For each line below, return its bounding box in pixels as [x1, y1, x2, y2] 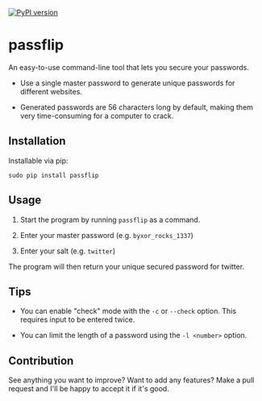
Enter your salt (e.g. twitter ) [19, 246, 116, 256]
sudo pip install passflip [8, 171, 99, 179]
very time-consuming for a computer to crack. [19, 111, 174, 120]
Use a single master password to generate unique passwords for [19, 77, 235, 88]
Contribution [8, 353, 74, 367]
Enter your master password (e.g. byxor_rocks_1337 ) [19, 230, 193, 240]
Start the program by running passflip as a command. [19, 215, 201, 224]
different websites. [19, 86, 83, 96]
